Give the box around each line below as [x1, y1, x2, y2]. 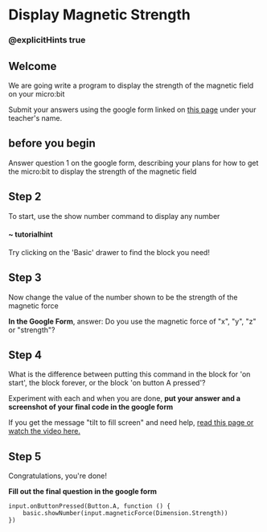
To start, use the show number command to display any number [8, 211, 220, 221]
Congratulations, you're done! [8, 471, 107, 480]
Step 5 [8, 449, 42, 464]
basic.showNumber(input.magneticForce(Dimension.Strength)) [23, 509, 228, 518]
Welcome [8, 59, 57, 73]
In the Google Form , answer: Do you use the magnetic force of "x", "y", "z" [8, 316, 257, 326]
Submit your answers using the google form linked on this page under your [8, 105, 257, 114]
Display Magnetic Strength [8, 6, 191, 24]
